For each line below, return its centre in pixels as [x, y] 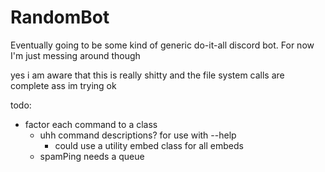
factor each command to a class [91, 124]
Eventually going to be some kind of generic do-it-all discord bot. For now [162, 45]
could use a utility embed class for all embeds [149, 145]
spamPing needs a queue [92, 156]
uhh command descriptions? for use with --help [138, 135]
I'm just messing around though [75, 55]
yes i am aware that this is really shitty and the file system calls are [147, 75]
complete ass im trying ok [63, 85]
